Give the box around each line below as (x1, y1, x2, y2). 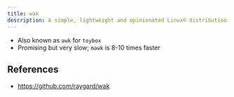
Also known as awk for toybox (17, 36, 102, 44)
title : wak (7, 10, 39, 17)
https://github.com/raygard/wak (17, 82, 110, 91)
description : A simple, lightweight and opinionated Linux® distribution (7, 17, 228, 24)
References (7, 64, 59, 75)
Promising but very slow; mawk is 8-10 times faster (17, 43, 161, 52)
